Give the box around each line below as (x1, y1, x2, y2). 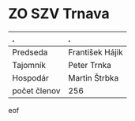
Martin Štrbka (68, 72, 119, 83)
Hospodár (12, 72, 50, 83)
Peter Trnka (68, 59, 112, 70)
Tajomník (12, 59, 46, 70)
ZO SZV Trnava (8, 5, 111, 23)
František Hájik (68, 47, 124, 58)
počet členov (12, 85, 61, 96)
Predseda (12, 47, 48, 58)
